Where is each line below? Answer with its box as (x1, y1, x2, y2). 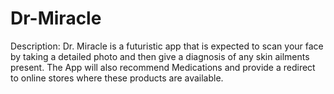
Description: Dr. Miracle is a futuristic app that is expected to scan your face (10, 40, 324, 52)
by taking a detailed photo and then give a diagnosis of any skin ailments (10, 50, 310, 62)
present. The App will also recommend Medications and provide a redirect (10, 61, 316, 73)
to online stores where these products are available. (10, 72, 224, 84)
